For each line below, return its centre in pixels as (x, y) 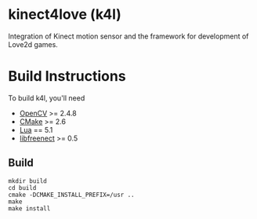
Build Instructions (67, 77)
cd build (22, 188)
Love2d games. (33, 44)
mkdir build (27, 181)
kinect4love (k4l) (65, 15)
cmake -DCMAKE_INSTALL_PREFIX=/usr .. (71, 195)
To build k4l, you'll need (47, 98)
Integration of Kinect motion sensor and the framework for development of (128, 36)
